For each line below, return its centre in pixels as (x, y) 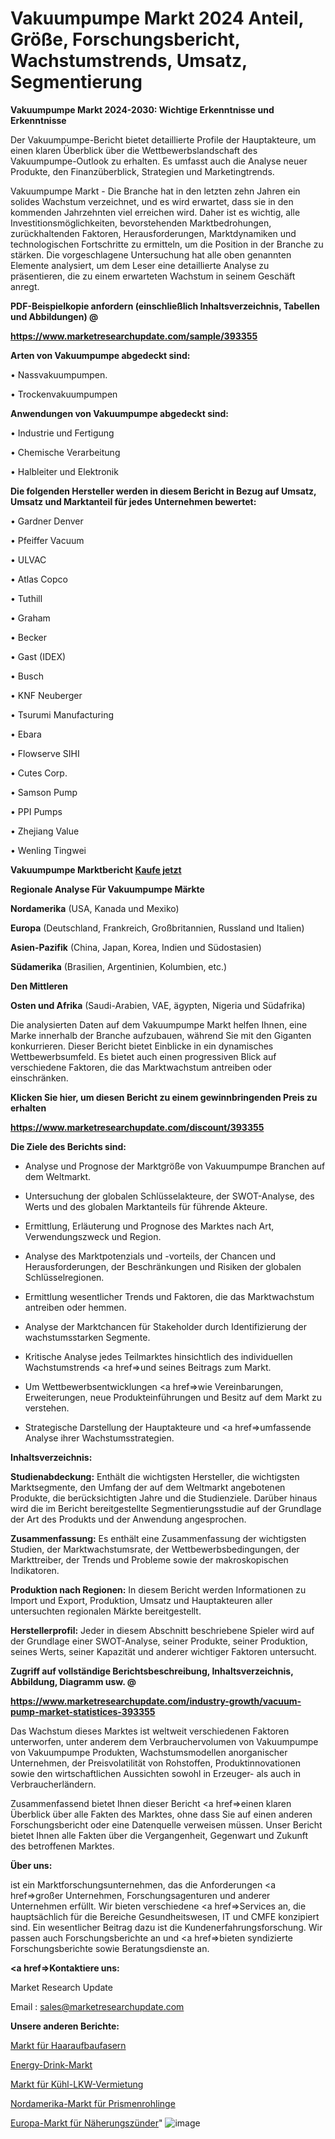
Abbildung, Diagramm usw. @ (73, 1681)
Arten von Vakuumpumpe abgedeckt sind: (100, 355)
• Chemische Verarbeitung (65, 452)
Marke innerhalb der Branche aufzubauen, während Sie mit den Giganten (161, 1035)
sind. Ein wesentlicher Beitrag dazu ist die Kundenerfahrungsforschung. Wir (166, 1927)
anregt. (25, 286)
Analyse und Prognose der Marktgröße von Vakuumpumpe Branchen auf (175, 1166)
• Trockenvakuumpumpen (64, 394)
